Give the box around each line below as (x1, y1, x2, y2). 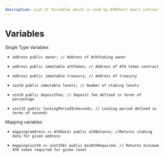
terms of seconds (12, 110, 48, 115)
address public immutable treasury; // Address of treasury (12, 74, 137, 78)
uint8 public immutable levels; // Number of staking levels (12, 83, 140, 88)
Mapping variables (5, 119, 42, 125)
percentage (12, 97, 35, 101)
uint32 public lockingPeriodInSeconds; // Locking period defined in (12, 106, 157, 111)
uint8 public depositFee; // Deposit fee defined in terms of (12, 92, 142, 98)
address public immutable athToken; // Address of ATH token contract (12, 64, 159, 69)
